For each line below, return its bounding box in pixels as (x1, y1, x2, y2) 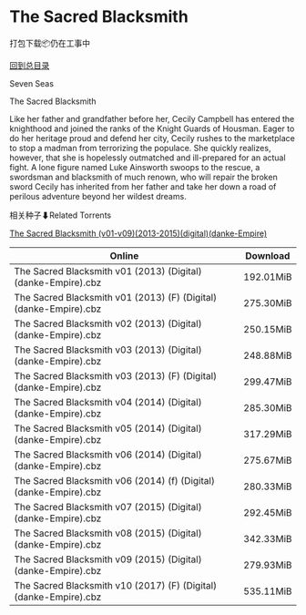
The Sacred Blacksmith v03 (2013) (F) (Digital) (14, 369, 217, 382)
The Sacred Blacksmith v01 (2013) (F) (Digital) (14, 291, 217, 303)
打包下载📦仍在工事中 (9, 37, 91, 48)
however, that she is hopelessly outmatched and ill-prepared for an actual (9, 152, 286, 163)
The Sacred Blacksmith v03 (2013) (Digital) (14, 343, 202, 356)
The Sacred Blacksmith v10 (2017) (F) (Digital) (14, 579, 217, 591)
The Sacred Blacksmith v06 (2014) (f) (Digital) (14, 474, 216, 487)
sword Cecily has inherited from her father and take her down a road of (9, 180, 277, 192)
